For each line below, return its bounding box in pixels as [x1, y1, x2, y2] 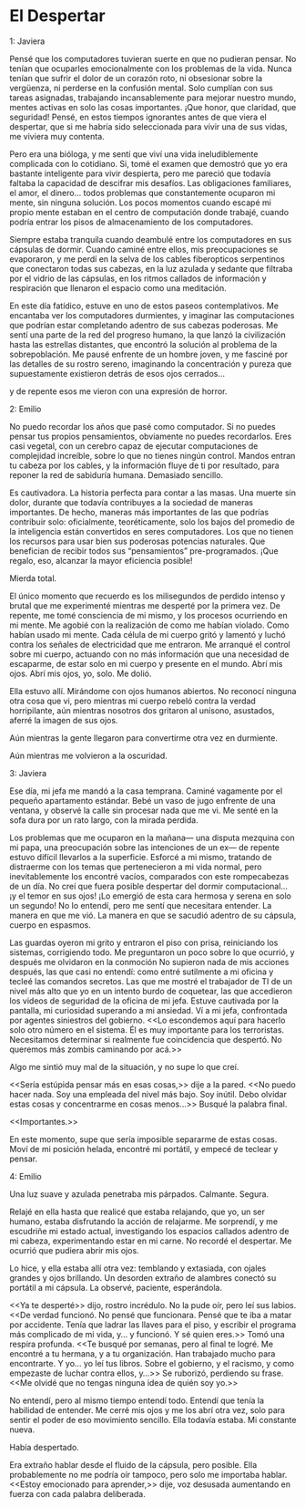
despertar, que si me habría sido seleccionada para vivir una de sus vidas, [9, 120, 289, 132]
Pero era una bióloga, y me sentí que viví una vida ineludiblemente [9, 148, 259, 160]
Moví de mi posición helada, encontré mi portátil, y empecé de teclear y [9, 1143, 279, 1154]
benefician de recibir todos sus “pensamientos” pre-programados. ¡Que [9, 545, 280, 556]
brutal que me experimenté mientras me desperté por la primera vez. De [9, 599, 280, 611]
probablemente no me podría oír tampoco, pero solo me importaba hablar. [9, 1469, 288, 1480]
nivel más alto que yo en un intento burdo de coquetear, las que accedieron [9, 985, 293, 996]
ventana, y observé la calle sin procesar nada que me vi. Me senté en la [9, 805, 279, 816]
